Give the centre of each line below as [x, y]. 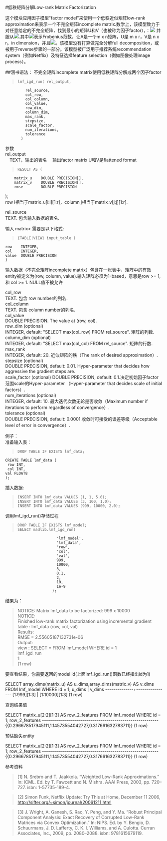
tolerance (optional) [25, 413]
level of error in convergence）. [38, 425]
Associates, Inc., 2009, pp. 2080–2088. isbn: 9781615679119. [80, 833]
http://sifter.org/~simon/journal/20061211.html [64, 802]
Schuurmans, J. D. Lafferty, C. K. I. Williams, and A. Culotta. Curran [86, 828]
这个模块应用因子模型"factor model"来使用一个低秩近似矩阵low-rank [75, 18]
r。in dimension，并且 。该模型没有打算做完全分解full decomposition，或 [82, 43]
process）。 [17, 62]
